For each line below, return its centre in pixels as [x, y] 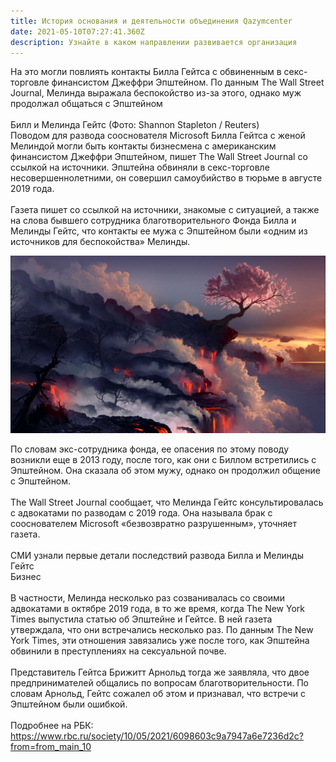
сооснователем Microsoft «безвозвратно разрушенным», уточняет [154, 523]
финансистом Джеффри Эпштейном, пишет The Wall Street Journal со [159, 157]
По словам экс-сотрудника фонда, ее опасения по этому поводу [150, 449]
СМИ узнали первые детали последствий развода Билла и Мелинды [157, 555]
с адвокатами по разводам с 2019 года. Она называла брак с [141, 512]
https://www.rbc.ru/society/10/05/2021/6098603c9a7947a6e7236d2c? [157, 736]
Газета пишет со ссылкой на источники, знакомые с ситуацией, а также [165, 210]
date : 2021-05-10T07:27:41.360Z [77, 31]
